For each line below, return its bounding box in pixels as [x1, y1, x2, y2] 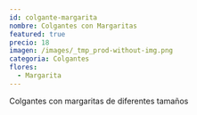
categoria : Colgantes [9, 54, 90, 63]
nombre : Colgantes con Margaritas [9, 21, 138, 30]
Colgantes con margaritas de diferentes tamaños [9, 95, 189, 106]
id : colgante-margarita [9, 12, 98, 22]
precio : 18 [9, 37, 50, 47]
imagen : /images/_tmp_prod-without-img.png [9, 46, 174, 55]
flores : [9, 63, 38, 72]
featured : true [9, 29, 66, 38]
